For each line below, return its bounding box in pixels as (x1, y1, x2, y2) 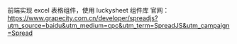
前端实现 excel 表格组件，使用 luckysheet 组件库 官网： (7, 6, 170, 14)
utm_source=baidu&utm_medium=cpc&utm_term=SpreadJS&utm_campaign (7, 22, 230, 29)
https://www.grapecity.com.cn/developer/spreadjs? (7, 14, 158, 22)
